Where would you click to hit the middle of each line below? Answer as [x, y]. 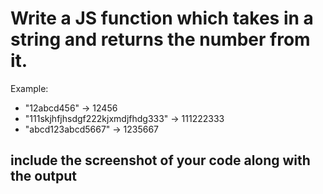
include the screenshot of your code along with [160, 160]
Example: [29, 88]
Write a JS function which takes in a [162, 18]
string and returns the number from [160, 39]
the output [43, 176]
